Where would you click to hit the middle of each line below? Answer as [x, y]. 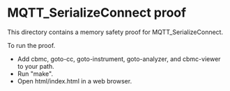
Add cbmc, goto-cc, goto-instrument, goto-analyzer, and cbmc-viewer [119, 59]
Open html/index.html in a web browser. [75, 81]
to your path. [36, 66]
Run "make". [35, 74]
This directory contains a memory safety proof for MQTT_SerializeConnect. [115, 32]
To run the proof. [31, 45]
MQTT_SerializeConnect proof [97, 13]
